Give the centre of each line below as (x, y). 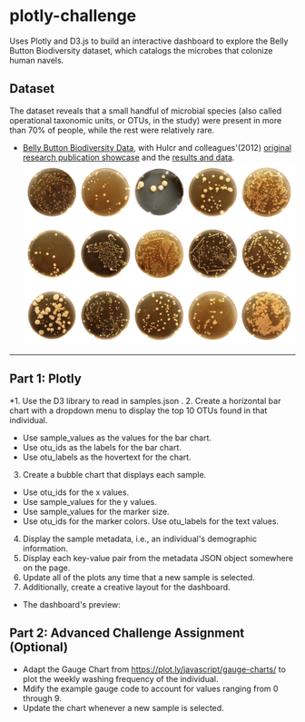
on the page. (46, 568)
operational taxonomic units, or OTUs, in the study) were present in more (146, 120)
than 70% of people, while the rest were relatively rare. (112, 130)
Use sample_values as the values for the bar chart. (117, 438)
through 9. (42, 698)
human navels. (37, 60)
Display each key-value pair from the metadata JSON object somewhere (157, 558)
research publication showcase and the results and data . (128, 157)
